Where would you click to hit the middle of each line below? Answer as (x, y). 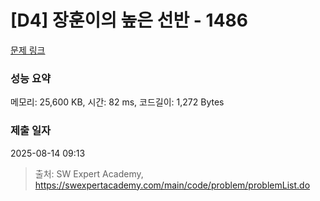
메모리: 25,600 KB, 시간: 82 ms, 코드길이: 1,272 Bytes (117, 102)
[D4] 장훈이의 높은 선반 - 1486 (129, 20)
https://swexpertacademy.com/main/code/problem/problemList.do (172, 185)
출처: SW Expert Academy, (89, 173)
